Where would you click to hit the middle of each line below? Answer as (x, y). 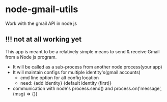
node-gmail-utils (42, 9)
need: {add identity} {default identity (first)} (66, 83)
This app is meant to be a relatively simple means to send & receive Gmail (82, 51)
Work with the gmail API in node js (41, 23)
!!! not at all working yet (44, 39)
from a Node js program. (31, 57)
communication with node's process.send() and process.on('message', (87, 88)
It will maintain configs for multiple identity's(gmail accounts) (77, 72)
